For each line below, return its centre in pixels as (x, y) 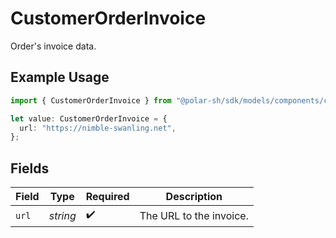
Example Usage (60, 77)
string (62, 215)
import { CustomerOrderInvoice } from (91, 100)
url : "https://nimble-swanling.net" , (98, 128)
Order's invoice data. (53, 46)
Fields (30, 168)
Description (194, 197)
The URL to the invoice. (194, 215)
